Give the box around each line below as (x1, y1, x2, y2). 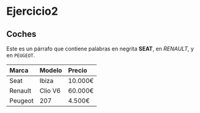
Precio (68, 66, 87, 74)
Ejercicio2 (6, 4, 58, 18)
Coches (6, 29, 37, 39)
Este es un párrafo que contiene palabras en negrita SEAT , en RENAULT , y (6, 45, 194, 52)
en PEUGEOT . (6, 52, 35, 59)
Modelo (39, 66, 62, 74)
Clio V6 (39, 87, 61, 95)
